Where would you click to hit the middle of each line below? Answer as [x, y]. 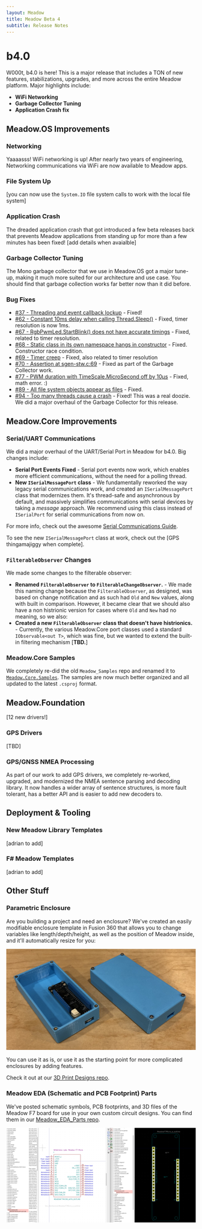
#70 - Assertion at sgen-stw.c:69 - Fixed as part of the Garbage [94, 364]
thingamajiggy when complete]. [45, 544]
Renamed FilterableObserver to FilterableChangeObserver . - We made [103, 585]
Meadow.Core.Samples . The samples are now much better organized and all [98, 677]
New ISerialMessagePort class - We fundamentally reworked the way [101, 482]
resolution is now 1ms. [42, 325]
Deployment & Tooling [49, 813]
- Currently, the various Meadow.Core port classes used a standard [98, 629]
